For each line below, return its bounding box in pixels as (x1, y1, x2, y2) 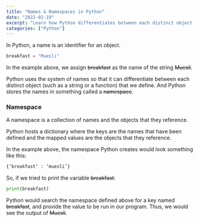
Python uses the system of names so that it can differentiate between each (6, 76, 190, 83)
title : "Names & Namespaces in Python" (6, 8, 105, 15)
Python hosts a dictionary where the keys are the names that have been (6, 128, 182, 135)
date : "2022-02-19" (6, 14, 55, 20)
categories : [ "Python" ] (6, 25, 65, 32)
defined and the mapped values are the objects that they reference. (6, 135, 172, 142)
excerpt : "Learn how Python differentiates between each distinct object (6, 20, 193, 26)
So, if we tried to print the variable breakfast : (6, 174, 116, 182)
